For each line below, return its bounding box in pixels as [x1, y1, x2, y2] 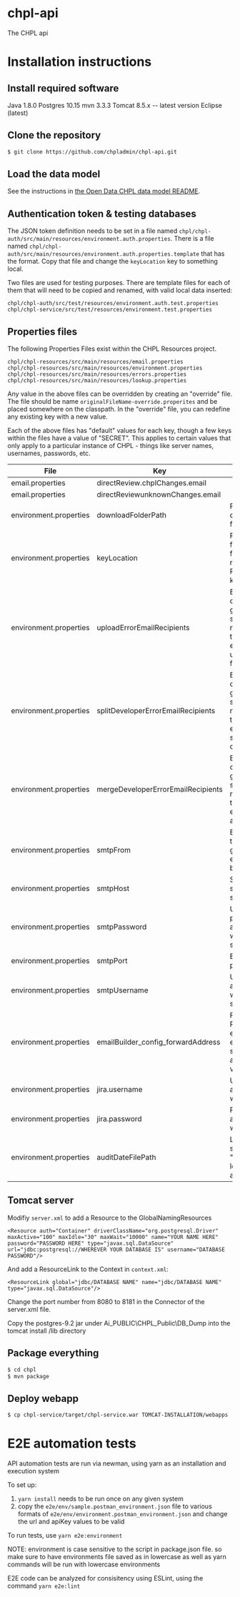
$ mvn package [7, 1373, 50, 1380]
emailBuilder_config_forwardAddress [96, 1038, 221, 1048]
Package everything [7, 1347, 99, 1359]
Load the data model [7, 168, 101, 180]
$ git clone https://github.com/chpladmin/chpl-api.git [7, 148, 177, 155]
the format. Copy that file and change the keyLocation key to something [7, 257, 218, 266]
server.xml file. [7, 1305, 51, 1313]
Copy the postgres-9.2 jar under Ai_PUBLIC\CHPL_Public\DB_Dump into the [7, 1318, 231, 1327]
